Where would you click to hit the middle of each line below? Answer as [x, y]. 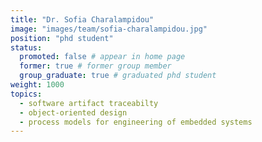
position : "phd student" [62, 38]
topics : [26, 94]
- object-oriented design [73, 112]
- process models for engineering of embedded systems [136, 122]
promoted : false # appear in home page [102, 57]
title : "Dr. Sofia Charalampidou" [82, 19]
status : [26, 47]
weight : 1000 [37, 85]
